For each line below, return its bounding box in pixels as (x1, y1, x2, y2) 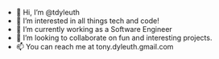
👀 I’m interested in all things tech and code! (15, 16, 159, 26)
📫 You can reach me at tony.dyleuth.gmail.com (15, 42, 174, 51)
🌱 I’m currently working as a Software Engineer (15, 25, 173, 33)
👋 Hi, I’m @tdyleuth (15, 8, 81, 17)
